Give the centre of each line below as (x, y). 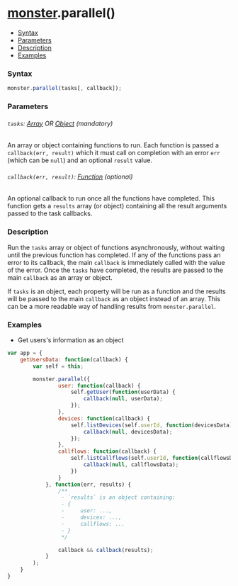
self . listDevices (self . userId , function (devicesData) (152, 425)
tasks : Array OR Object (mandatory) (60, 123)
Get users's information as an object (70, 340)
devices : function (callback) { (104, 418)
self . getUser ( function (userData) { (123, 392)
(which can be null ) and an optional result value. (80, 160)
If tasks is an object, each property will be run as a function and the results (117, 291)
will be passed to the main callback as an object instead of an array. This (114, 298)
